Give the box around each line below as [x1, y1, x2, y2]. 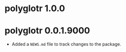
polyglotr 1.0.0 [4, 3, 65, 14]
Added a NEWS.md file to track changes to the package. [11, 41, 122, 47]
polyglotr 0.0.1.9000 [4, 25, 91, 36]
